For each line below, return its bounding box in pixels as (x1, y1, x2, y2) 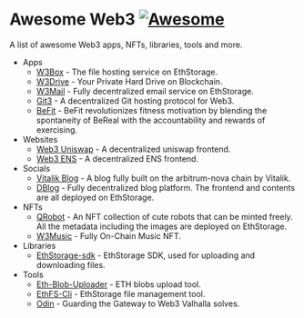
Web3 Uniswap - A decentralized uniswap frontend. (35, 144, 231, 154)
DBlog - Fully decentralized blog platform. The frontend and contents (35, 182, 296, 193)
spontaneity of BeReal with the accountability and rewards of (35, 114, 266, 125)
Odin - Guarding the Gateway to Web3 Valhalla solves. (35, 298, 240, 309)
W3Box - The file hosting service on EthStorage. (35, 66, 218, 77)
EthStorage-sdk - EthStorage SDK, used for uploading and (35, 250, 256, 261)
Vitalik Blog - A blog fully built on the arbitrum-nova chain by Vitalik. (35, 173, 291, 184)
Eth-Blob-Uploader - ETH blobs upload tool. (35, 278, 202, 290)
